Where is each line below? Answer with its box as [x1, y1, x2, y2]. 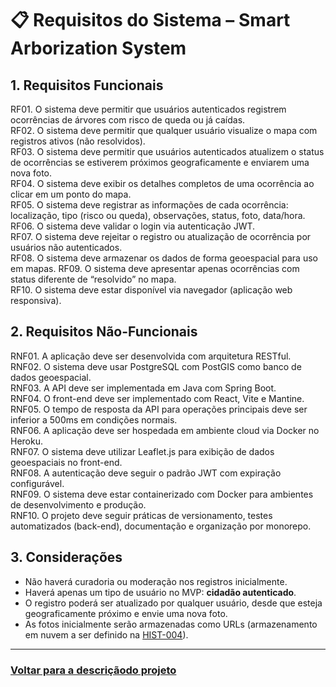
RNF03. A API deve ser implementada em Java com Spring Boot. [10, 382, 277, 394]
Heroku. [10, 435, 43, 447]
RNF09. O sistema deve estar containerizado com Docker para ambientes [10, 488, 314, 500]
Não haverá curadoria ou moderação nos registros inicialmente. [24, 575, 288, 587]
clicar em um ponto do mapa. [10, 188, 132, 200]
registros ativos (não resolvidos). [10, 135, 146, 147]
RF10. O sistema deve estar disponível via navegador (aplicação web [10, 284, 293, 296]
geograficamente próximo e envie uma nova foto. [24, 607, 228, 619]
